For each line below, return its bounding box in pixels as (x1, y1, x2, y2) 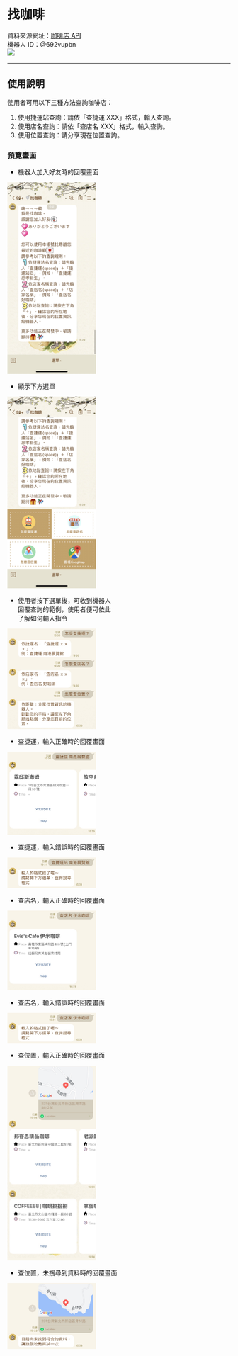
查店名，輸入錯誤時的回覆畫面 (17, 998, 105, 1007)
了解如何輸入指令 (17, 614, 68, 622)
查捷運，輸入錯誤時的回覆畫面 (17, 843, 105, 852)
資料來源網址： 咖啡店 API (7, 31, 81, 40)
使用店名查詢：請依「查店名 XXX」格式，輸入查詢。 (17, 122, 169, 130)
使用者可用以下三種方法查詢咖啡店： (7, 98, 113, 106)
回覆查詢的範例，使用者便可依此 (17, 605, 111, 614)
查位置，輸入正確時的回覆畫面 (17, 1051, 105, 1060)
